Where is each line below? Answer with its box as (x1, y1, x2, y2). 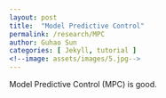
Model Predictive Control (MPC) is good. (9, 79, 157, 89)
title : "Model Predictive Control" (9, 21, 145, 30)
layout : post (9, 12, 58, 22)
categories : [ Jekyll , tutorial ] (9, 46, 138, 55)
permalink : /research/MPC (9, 29, 105, 38)
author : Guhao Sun (9, 37, 77, 47)
